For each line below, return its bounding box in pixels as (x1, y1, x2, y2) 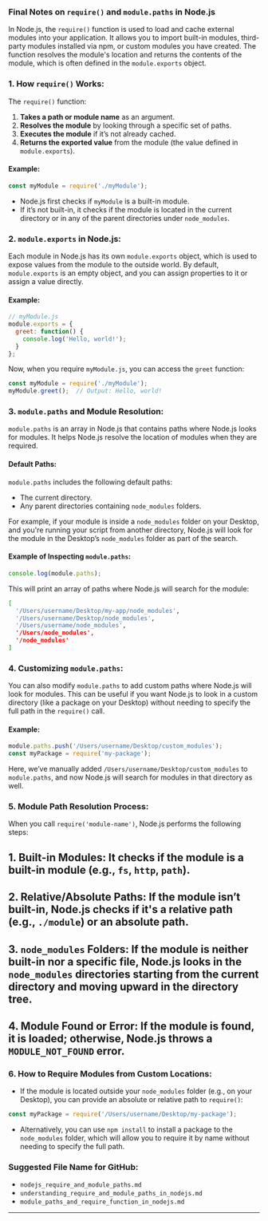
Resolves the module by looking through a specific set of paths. (19, 121, 232, 130)
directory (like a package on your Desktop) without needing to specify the (8, 697, 251, 708)
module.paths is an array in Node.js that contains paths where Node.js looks (8, 424, 257, 433)
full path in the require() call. (8, 706, 105, 716)
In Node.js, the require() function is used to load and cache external (8, 25, 235, 34)
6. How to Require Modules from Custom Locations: (8, 1068, 213, 1079)
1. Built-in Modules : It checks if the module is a (8, 851, 245, 864)
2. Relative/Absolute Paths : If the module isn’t (8, 891, 241, 904)
